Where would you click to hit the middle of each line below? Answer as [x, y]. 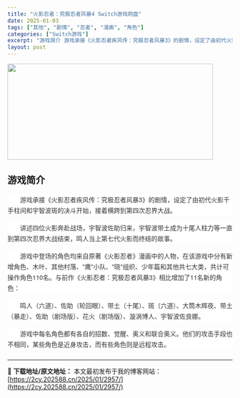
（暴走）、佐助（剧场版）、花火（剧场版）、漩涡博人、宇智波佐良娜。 [106, 316]
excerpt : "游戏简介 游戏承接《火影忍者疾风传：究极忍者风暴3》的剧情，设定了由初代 [117, 41]
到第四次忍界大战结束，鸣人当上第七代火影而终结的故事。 [92, 238]
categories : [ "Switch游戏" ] [48, 34]
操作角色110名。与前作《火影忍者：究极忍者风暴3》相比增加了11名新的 [112, 277]
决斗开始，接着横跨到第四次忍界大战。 [120, 210]
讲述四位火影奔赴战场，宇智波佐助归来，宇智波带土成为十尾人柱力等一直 [126, 227]
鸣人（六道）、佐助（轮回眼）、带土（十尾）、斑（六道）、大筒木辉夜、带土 [126, 305]
